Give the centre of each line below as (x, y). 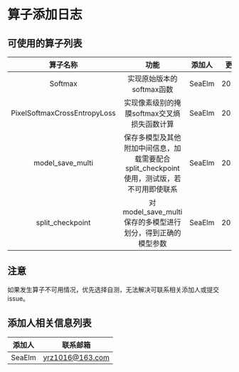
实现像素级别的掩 (153, 103)
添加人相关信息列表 (49, 323)
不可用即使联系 (153, 189)
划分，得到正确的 (153, 233)
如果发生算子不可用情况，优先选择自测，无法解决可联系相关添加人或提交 (113, 289)
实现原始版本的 (153, 79)
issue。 (18, 298)
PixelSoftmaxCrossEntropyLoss (63, 113)
